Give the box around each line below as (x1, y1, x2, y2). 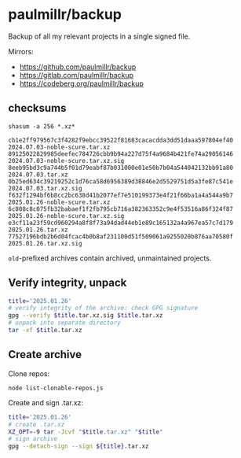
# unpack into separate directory (8, 319, 122, 327)
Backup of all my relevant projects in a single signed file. (8, 31, 191, 41)
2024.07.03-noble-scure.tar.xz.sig (8, 157, 125, 164)
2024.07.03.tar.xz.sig (8, 184, 82, 192)
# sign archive (8, 435, 58, 443)
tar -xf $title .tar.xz (8, 327, 82, 334)
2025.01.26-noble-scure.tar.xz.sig (8, 212, 125, 220)
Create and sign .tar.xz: (8, 397, 84, 407)
